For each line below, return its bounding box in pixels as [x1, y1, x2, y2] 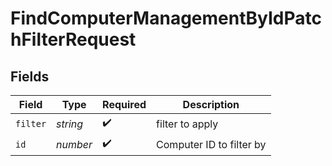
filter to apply [156, 117, 219, 131]
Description [182, 98, 240, 111]
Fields [10, 68, 50, 85]
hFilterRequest [10, 28, 137, 51]
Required [102, 98, 147, 111]
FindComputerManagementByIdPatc [10, 7, 322, 30]
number [56, 137, 93, 151]
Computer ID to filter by [156, 137, 267, 151]
